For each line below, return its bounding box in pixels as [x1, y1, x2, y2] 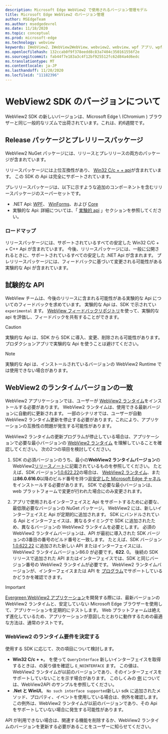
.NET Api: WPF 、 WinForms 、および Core [12, 201, 98, 207]
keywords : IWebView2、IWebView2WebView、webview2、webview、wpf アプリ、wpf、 [5, 45, 166, 50]
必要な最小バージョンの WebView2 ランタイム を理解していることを [18, 440, 157, 446]
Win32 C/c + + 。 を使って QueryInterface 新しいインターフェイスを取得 [12, 656, 161, 662]
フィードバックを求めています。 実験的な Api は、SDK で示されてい [18, 301, 156, 307]
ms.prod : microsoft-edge [5, 36, 57, 41]
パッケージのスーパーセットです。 [13, 190, 83, 196]
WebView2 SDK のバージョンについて [5, 96, 161, 107]
